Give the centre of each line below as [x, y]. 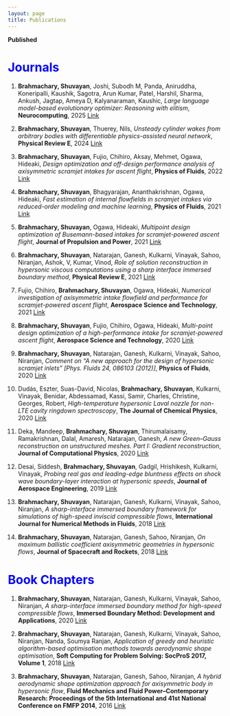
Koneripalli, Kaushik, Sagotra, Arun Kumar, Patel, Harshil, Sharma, [111, 94]
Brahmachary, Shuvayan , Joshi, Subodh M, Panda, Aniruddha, [107, 86]
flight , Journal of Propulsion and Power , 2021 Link [90, 242]
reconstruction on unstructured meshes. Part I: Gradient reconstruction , [119, 446]
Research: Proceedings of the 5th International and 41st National [112, 698]
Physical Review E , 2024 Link [60, 143]
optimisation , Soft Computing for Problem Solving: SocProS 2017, [112, 656]
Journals [34, 67]
